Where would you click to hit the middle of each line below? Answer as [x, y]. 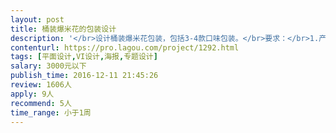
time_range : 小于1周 [51, 112]
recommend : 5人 [41, 103]
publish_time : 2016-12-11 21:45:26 [84, 76]
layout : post [37, 19]
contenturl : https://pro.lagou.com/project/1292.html [125, 47]
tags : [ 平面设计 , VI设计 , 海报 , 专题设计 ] [84, 57]
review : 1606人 [41, 85]
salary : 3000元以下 [48, 66]
